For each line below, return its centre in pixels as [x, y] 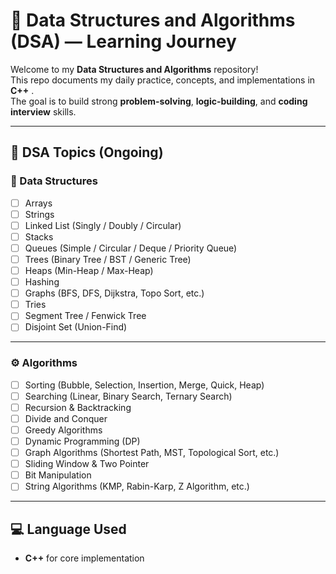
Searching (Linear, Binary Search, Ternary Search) [128, 396]
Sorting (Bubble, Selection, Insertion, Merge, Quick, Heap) [144, 385]
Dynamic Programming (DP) [82, 441]
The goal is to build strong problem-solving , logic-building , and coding [159, 101]
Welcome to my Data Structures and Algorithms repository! [134, 69]
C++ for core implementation [84, 558]
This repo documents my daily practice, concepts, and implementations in [163, 80]
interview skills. [43, 111]
